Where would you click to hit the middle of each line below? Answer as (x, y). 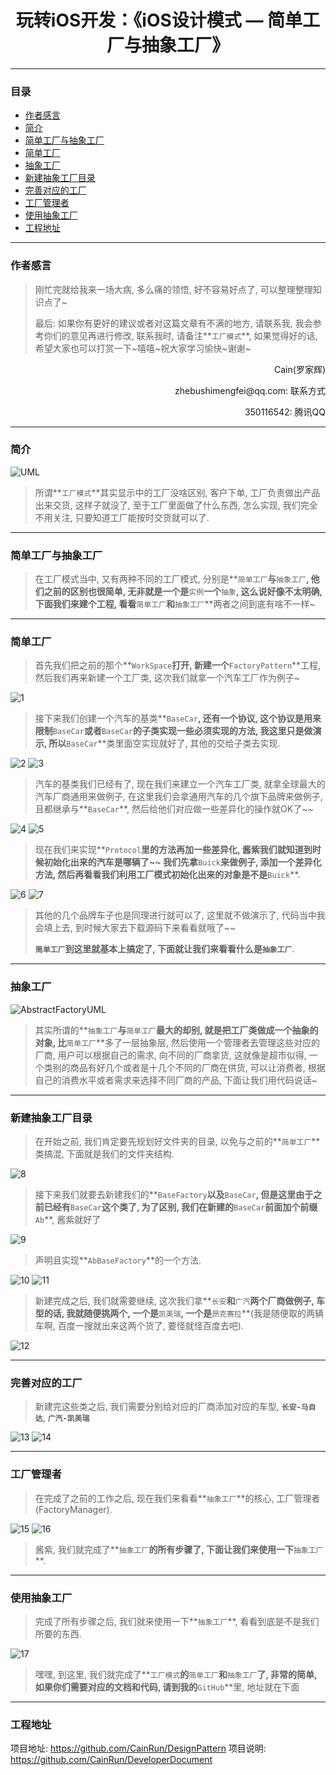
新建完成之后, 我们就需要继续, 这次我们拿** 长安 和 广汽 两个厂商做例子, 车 (179, 1301)
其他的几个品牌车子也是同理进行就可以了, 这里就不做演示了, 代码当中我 (180, 915)
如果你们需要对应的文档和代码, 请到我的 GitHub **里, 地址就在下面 (167, 1687)
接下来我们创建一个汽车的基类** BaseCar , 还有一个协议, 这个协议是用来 (178, 718)
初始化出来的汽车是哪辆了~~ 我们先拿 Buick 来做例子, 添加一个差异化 (182, 862)
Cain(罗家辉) (300, 369)
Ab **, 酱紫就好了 (68, 1220)
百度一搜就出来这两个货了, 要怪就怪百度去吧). (150, 1326)
